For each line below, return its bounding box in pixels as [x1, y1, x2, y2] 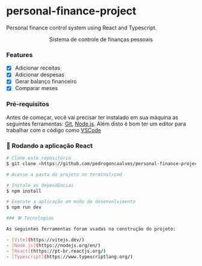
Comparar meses [14, 85, 58, 92]
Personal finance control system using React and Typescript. [6, 24, 158, 31]
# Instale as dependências [6, 182, 74, 189]
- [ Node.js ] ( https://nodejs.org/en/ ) [6, 242, 101, 249]
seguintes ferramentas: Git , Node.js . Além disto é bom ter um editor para [6, 120, 186, 127]
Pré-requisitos [6, 100, 49, 109]
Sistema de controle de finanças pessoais [49, 35, 153, 43]
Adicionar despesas [14, 71, 65, 79]
